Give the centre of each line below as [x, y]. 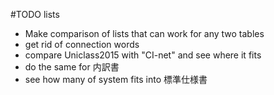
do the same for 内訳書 [72, 67]
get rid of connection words [82, 44]
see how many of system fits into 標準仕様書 [116, 79]
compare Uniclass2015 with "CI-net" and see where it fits [143, 55]
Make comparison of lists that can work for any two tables [144, 33]
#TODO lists [35, 14]
